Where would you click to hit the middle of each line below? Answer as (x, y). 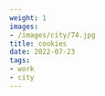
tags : (20, 60)
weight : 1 (28, 18)
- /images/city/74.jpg (52, 35)
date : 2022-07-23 (42, 52)
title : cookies (38, 43)
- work (22, 69)
